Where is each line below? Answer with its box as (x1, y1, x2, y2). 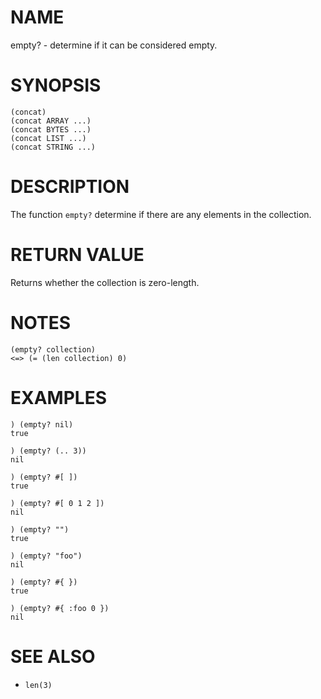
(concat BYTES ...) (10, 124, 92, 135)
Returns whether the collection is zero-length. (10, 276, 200, 288)
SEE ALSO (10, 645, 96, 668)
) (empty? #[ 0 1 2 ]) (10, 498, 105, 508)
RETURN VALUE (10, 244, 145, 266)
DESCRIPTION (10, 176, 130, 198)
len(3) (24, 680, 53, 690)
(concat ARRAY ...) (10, 116, 92, 126)
